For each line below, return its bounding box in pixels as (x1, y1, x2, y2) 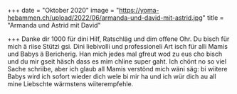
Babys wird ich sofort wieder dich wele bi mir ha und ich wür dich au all (7, 72, 216, 81)
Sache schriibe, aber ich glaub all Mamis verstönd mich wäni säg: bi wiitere (7, 65, 228, 73)
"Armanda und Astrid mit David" (7, 21, 101, 29)
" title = (202, 13, 224, 22)
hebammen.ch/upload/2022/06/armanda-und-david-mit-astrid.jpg (7, 13, 203, 22)
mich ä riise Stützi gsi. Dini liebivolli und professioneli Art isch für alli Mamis (7, 42, 228, 50)
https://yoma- (118, 6, 159, 14)
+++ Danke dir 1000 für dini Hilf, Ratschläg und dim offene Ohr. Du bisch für (7, 35, 230, 43)
